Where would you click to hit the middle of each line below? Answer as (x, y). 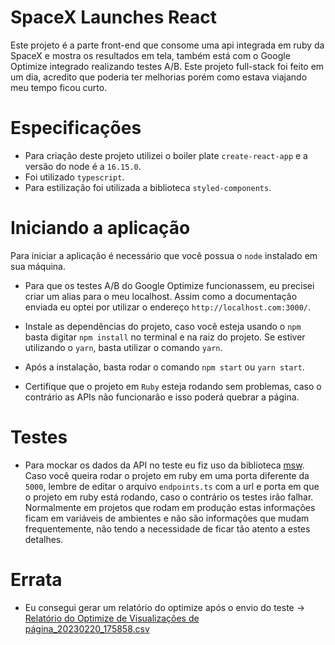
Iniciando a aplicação (100, 228)
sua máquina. (38, 266)
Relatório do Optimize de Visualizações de (112, 618)
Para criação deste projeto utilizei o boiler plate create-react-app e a (166, 155)
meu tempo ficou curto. (59, 87)
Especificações (76, 128)
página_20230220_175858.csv (87, 628)
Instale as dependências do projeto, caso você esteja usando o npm (163, 326)
